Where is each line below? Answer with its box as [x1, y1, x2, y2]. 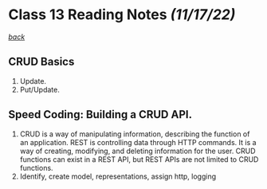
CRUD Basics [8, 55, 75, 69]
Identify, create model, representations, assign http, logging [19, 171, 217, 181]
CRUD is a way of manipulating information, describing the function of [19, 129, 250, 139]
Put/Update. [19, 85, 60, 94]
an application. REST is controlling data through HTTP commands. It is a [19, 137, 257, 147]
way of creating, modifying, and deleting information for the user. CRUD [19, 146, 257, 156]
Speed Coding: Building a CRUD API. [8, 108, 193, 121]
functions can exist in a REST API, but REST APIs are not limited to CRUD [19, 154, 259, 164]
